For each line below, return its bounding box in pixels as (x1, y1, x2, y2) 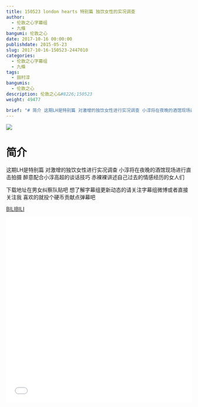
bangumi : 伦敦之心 (6, 31, 48, 37)
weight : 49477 (6, 96, 41, 102)
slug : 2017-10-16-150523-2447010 (6, 47, 88, 53)
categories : (6, 53, 35, 59)
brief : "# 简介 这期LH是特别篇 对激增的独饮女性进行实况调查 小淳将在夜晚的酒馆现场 (6, 107, 190, 113)
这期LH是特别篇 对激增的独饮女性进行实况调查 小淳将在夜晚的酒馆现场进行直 (6, 166, 192, 173)
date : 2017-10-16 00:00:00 (6, 36, 72, 42)
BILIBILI (6, 205, 25, 213)
